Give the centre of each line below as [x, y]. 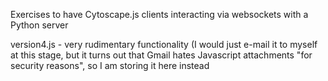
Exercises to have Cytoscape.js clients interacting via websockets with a [159, 14]
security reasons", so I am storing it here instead [110, 65]
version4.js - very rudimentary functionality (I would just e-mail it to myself [164, 44]
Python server [39, 25]
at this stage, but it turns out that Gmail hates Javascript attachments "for [161, 55]
